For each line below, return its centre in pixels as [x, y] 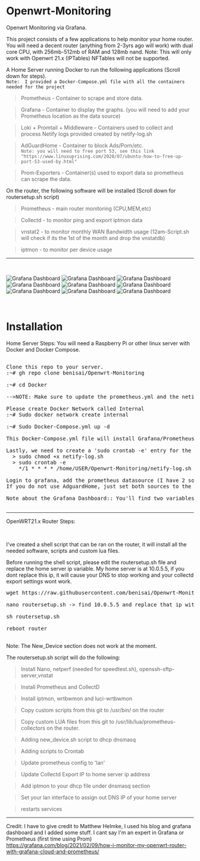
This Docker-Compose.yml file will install [71, 438]
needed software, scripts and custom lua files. [63, 551]
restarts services [41, 809]
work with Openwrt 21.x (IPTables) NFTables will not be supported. [88, 58]
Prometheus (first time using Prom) [49, 839]
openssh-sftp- [157, 669]
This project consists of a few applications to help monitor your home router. [100, 39]
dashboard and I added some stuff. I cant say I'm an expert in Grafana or [95, 832]
